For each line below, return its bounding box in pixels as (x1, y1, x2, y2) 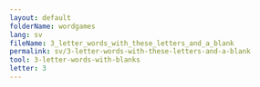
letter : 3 (9, 64, 47, 73)
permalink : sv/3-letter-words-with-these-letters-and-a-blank (9, 47, 251, 56)
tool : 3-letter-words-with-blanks (9, 55, 141, 64)
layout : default (9, 13, 71, 23)
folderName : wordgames (9, 22, 96, 31)
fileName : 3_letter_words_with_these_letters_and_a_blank (9, 38, 234, 48)
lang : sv (9, 30, 43, 39)
